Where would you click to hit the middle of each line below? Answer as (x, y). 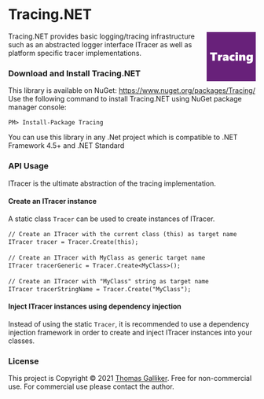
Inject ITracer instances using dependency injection (95, 307)
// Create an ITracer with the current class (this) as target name (123, 234)
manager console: (37, 107)
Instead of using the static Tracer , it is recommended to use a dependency (129, 323)
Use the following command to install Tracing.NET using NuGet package (125, 99)
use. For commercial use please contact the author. (91, 386)
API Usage (28, 166)
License (24, 361)
